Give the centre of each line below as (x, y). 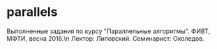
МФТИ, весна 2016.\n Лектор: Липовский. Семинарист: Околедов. (106, 38)
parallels (32, 12)
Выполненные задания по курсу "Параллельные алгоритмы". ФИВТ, (108, 31)
